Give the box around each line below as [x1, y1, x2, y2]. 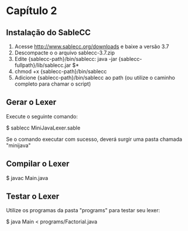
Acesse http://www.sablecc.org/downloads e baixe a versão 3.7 [14, 43, 169, 50]
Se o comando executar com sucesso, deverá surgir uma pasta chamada [6, 135, 183, 142]
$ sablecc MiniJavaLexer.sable [6, 124, 81, 131]
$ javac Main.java [6, 174, 49, 181]
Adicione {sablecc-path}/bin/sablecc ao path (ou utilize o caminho [14, 74, 176, 81]
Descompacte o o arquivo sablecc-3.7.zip [14, 49, 115, 56]
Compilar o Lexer [6, 159, 70, 169]
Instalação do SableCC [6, 28, 91, 38]
